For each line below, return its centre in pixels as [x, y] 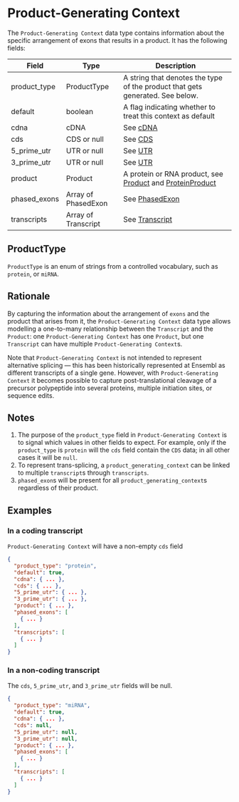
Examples [30, 510]
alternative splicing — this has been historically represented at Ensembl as [116, 365]
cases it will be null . [48, 458]
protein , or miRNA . [33, 274]
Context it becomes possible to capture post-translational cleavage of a [112, 380]
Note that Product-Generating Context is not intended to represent [105, 357]
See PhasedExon [152, 199]
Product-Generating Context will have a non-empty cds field [95, 546]
